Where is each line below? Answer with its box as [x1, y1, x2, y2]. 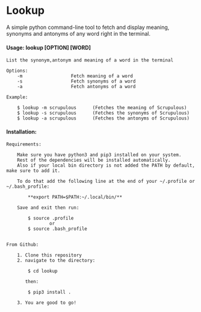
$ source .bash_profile [28, 226, 87, 232]
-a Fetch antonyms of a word [17, 84, 136, 90]
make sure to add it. [6, 168, 61, 174]
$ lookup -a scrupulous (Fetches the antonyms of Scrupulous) [17, 115, 190, 121]
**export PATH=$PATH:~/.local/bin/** [28, 194, 122, 200]
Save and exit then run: [17, 205, 79, 211]
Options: [6, 68, 28, 74]
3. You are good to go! [17, 300, 77, 306]
